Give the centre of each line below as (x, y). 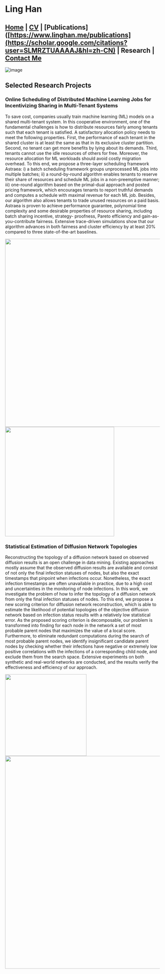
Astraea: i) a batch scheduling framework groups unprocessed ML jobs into (82, 169)
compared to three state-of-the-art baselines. (51, 232)
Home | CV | (24, 27)
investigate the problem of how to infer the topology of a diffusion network (81, 594)
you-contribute (20, 221)
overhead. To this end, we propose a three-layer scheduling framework (77, 163)
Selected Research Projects (48, 86)
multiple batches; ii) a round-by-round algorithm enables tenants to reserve (81, 174)
